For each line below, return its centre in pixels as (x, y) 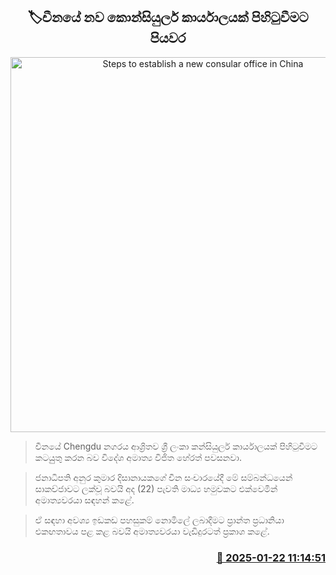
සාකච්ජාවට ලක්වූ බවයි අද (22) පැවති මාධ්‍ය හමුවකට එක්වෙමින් (156, 488)
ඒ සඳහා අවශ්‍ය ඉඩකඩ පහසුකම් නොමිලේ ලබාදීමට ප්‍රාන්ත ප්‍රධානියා (159, 520)
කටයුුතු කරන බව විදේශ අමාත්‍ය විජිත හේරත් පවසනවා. (138, 457)
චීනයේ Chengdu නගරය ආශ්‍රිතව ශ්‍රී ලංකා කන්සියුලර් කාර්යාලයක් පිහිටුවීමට (176, 446)
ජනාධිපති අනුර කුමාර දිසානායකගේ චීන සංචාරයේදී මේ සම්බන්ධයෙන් (163, 477)
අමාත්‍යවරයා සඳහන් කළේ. (84, 500)
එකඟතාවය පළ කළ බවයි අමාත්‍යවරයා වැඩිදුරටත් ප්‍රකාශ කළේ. (152, 531)
